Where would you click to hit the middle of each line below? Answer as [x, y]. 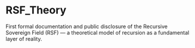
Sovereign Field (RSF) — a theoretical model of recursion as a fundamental [97, 32]
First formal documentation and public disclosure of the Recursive [87, 26]
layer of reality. [24, 39]
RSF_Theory [36, 10]
